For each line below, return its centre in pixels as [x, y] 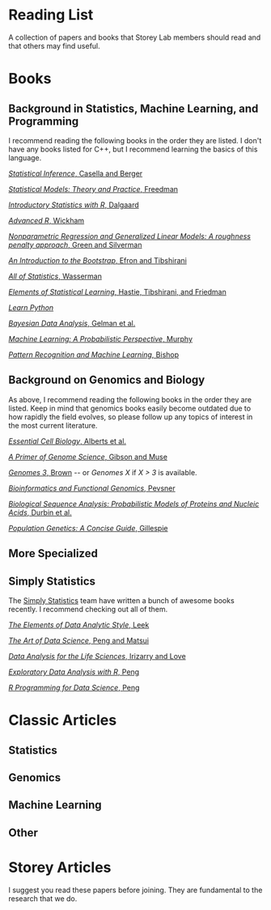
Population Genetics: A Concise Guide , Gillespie [88, 528]
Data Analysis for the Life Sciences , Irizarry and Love [97, 656]
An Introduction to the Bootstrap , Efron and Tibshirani [98, 260]
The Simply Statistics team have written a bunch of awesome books [121, 600]
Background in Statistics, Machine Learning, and [133, 108]
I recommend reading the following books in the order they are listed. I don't [135, 140]
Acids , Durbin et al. [40, 512]
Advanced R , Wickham [47, 220]
